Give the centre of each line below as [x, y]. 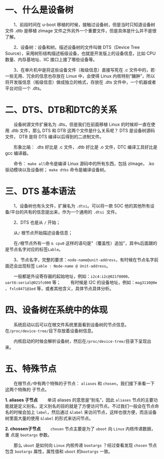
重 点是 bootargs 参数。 [29, 435]
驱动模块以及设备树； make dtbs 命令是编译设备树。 [57, 169]
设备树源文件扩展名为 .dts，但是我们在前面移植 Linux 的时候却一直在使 [84, 124]
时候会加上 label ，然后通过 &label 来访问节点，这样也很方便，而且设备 [85, 412]
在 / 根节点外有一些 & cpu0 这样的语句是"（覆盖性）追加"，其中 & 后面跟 [83, 243]
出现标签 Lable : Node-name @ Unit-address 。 [64, 266]
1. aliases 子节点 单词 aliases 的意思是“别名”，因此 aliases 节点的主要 [79, 400]
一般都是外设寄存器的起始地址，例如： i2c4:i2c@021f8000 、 [73, 276]
